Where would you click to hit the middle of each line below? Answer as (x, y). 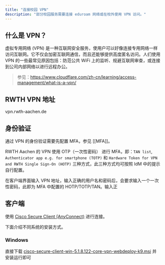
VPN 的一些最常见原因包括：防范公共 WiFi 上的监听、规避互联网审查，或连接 (83, 61)
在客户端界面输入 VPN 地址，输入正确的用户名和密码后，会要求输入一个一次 (82, 180)
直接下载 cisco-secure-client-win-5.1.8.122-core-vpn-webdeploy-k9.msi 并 (81, 251)
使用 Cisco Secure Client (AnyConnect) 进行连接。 (56, 216)
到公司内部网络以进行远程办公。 (37, 66)
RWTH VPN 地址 (30, 99)
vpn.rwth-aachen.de (26, 112)
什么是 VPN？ (26, 35)
